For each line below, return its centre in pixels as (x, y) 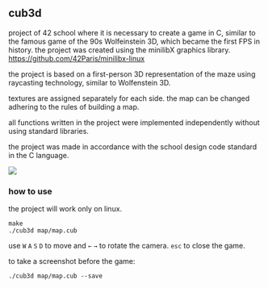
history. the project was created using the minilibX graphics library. (119, 50)
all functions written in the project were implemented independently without (134, 122)
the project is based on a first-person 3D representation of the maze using (132, 74)
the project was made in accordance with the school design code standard (133, 146)
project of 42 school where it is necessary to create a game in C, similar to (132, 32)
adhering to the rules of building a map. (74, 106)
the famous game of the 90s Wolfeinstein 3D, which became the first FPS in (134, 41)
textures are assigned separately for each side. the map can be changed (129, 98)
